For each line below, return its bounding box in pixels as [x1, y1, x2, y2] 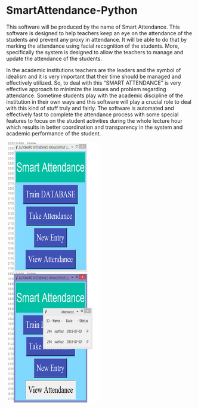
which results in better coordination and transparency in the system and [6, 123, 183, 131]
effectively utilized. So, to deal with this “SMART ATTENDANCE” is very [6, 79, 181, 86]
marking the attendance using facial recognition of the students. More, [6, 42, 180, 49]
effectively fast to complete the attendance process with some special [6, 111, 179, 118]
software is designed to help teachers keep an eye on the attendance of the [6, 29, 193, 36]
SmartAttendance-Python [6, 4, 138, 17]
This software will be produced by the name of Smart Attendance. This [6, 23, 180, 30]
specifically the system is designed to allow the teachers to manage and [6, 48, 184, 55]
